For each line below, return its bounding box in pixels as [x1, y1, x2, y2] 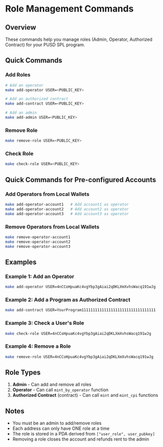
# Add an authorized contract [5, 97, 69, 102]
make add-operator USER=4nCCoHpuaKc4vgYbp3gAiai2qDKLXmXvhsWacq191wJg [5, 285, 156, 290]
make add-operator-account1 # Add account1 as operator [5, 202, 129, 207]
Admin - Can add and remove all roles [12, 382, 92, 388]
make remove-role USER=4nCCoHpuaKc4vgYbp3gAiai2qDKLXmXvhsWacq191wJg [5, 354, 154, 360]
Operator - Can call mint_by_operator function [12, 387, 109, 393]
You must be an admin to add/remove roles [12, 420, 102, 426]
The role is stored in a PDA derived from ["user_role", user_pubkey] [12, 431, 155, 437]
